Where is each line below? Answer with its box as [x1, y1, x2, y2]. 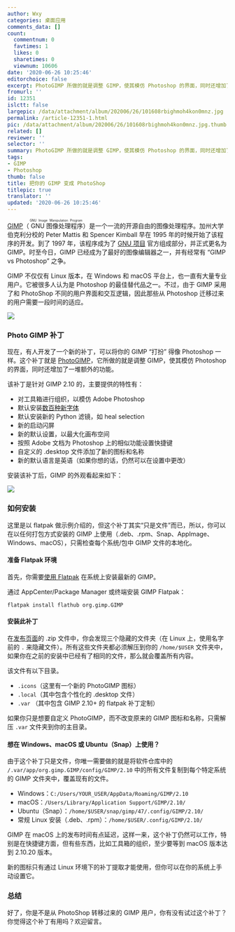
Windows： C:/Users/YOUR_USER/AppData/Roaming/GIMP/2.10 [17, 790, 189, 798]
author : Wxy [7, 10, 42, 18]
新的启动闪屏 [17, 421, 55, 430]
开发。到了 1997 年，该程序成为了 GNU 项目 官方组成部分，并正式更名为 [19, 239, 227, 248]
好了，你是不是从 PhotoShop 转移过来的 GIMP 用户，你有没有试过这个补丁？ [7, 908, 227, 917]
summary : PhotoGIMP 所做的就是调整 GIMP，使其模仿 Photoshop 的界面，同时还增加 [7, 147, 227, 154]
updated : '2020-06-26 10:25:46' [7, 199, 101, 207]
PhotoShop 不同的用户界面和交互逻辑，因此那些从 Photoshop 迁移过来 [20, 289, 225, 297]
